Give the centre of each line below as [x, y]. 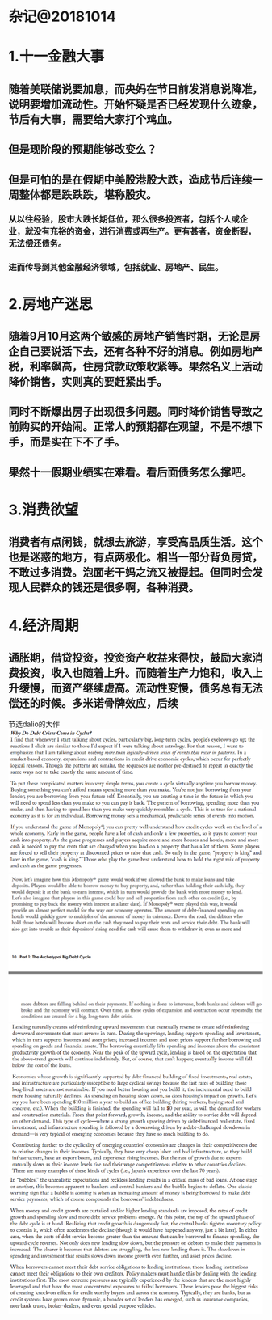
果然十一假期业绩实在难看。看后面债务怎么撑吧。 [130, 472]
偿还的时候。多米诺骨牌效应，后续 [93, 703]
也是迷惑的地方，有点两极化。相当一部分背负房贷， [136, 558]
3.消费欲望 [44, 510]
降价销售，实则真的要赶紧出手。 [88, 381]
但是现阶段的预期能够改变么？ [83, 149]
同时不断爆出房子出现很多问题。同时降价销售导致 [130, 412]
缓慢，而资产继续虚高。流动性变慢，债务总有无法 [141, 688]
